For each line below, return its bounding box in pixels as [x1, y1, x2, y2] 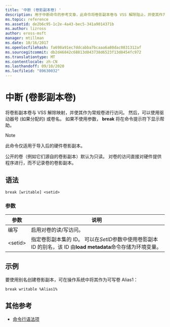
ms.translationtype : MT [5, 54, 56, 60]
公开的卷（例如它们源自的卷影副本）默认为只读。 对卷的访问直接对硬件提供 [5, 153, 162, 159]
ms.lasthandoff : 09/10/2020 [5, 64, 65, 69]
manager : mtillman [5, 36, 44, 41]
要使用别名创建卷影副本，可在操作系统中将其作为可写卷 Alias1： [5, 276, 138, 283]
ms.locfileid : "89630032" [5, 69, 60, 74]
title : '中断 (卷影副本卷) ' [5, 7, 62, 13]
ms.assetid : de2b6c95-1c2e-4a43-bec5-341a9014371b [5, 21, 114, 27]
